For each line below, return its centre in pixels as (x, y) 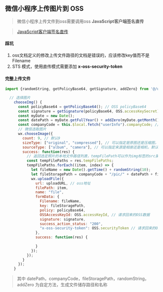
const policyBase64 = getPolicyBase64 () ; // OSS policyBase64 (82, 107)
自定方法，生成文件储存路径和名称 (73, 285)
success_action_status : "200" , (71, 224)
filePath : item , (52, 188)
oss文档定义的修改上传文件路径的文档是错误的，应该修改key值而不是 (81, 55)
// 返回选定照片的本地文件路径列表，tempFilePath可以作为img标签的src (91, 156)
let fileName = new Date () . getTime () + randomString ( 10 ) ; (91, 170)
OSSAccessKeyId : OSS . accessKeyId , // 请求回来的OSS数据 (95, 215)
